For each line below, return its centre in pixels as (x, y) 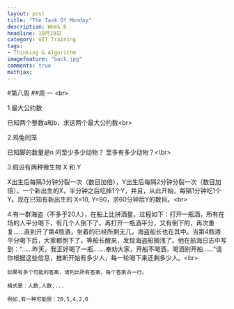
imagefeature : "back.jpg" (45, 59)
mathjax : (20, 72)
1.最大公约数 (25, 107)
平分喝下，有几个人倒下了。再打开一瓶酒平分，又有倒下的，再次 (117, 223)
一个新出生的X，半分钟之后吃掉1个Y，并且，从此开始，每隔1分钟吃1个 (122, 190)
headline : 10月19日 (34, 33)
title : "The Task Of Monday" (49, 20)
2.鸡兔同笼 (22, 137)
